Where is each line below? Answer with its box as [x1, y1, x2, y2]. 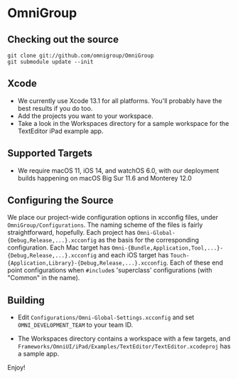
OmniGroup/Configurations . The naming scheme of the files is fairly [7, 220, 203, 229]
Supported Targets [7, 147, 93, 159]
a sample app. [17, 350, 60, 358]
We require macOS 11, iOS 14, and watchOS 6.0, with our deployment [17, 166, 220, 175]
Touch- [170, 252, 190, 260]
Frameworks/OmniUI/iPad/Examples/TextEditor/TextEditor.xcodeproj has [17, 342, 231, 351]
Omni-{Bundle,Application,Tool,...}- [112, 245, 224, 252]
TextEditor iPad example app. [17, 127, 104, 135]
